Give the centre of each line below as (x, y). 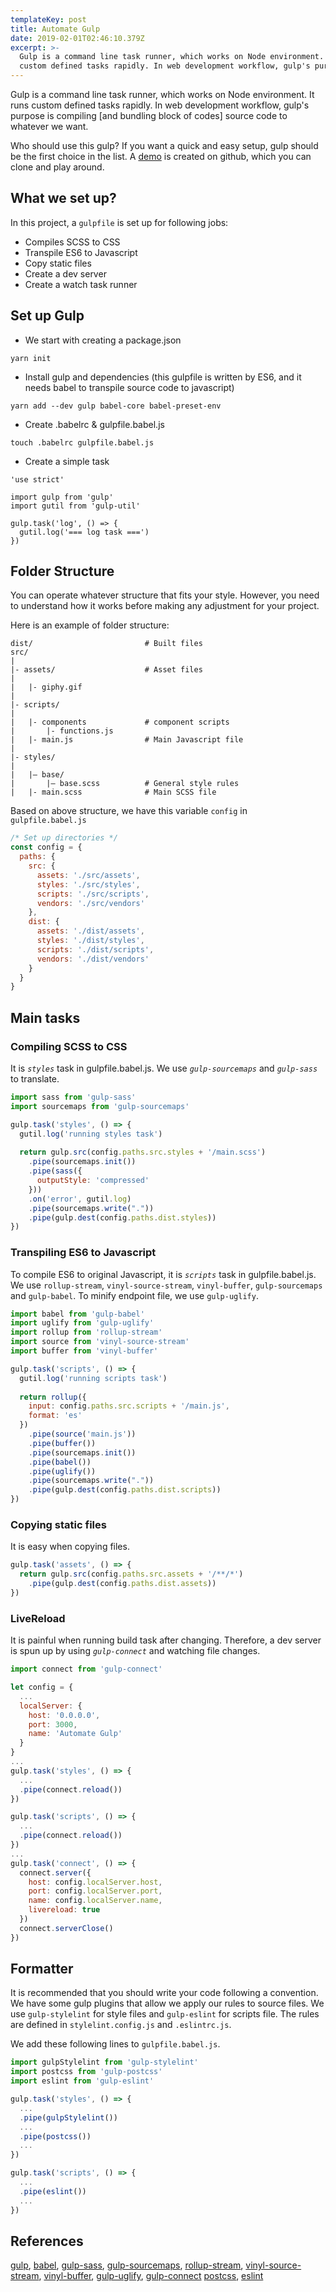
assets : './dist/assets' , (90, 931)
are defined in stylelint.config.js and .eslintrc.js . (121, 2025)
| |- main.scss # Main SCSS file (113, 792)
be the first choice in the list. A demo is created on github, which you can (161, 156)
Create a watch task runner (81, 284)
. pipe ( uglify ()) (62, 1471)
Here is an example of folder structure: (90, 625)
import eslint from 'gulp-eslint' (82, 2081)
